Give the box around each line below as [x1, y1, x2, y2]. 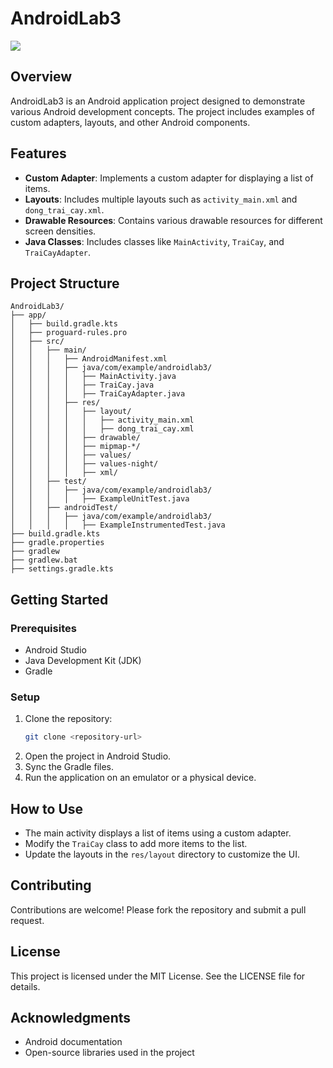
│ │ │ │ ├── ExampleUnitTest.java [10, 494, 190, 504]
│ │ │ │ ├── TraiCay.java [10, 380, 155, 391]
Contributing [10, 877, 92, 894]
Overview [10, 68, 73, 86]
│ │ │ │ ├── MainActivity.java [10, 372, 177, 382]
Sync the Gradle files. [24, 761, 114, 773]
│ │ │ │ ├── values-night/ [10, 459, 159, 469]
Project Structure [10, 275, 120, 292]
